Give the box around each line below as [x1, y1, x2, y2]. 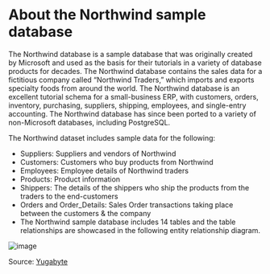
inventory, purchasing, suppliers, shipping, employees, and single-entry [8, 100, 247, 110]
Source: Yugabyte [8, 256, 69, 266]
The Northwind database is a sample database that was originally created [8, 49, 253, 59]
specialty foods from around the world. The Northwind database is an [8, 83, 240, 93]
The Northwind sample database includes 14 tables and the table [19, 217, 236, 227]
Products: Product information [19, 174, 121, 184]
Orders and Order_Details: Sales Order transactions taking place [19, 199, 234, 210]
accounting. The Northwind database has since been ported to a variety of [8, 108, 256, 118]
